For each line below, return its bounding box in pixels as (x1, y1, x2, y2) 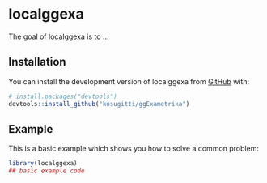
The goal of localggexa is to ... (8, 32, 109, 41)
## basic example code (8, 167, 85, 175)
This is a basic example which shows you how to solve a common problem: (8, 143, 259, 154)
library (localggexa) (8, 160, 78, 168)
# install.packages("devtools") (8, 92, 117, 100)
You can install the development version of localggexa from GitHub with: (8, 76, 250, 86)
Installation (8, 55, 66, 69)
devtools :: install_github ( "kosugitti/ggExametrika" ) (8, 100, 190, 108)
